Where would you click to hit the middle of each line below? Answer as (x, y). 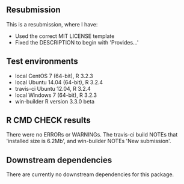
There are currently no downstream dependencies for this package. (90, 174)
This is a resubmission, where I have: (52, 24)
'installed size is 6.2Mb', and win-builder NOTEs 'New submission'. (89, 141)
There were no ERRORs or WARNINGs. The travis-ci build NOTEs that (92, 135)
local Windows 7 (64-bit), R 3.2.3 (56, 95)
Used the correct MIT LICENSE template (65, 36)
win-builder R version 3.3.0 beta (55, 101)
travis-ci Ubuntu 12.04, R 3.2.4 (53, 88)
